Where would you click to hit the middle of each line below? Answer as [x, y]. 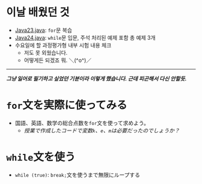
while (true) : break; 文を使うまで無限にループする [77, 174]
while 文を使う [41, 157]
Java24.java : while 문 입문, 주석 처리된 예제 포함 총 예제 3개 [85, 37]
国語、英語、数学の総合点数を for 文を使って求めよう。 [82, 123]
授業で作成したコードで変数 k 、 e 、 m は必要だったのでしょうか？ [102, 130]
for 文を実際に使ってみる [67, 105]
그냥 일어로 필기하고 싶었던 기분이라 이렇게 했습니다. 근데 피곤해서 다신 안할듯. [96, 78]
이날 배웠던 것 [38, 12]
